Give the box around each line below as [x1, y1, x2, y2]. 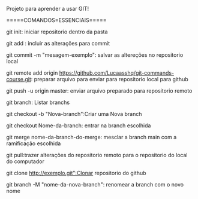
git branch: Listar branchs [6, 99, 70, 106]
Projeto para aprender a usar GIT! [6, 5, 89, 12]
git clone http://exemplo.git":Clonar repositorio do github [6, 170, 146, 176]
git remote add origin [6, 69, 58, 76]
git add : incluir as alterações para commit [6, 40, 110, 47]
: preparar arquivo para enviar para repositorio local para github [31, 76, 188, 82]
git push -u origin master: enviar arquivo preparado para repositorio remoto [6, 87, 193, 94]
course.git [6, 76, 32, 82]
